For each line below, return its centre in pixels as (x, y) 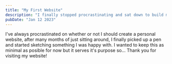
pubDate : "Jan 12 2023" (31, 19)
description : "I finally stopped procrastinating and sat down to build (84, 15)
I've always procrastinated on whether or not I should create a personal (81, 34)
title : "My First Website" (34, 10)
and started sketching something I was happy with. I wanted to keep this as (85, 45)
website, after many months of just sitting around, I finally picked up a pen (83, 39)
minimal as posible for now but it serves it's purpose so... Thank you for (81, 50)
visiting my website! (26, 56)
